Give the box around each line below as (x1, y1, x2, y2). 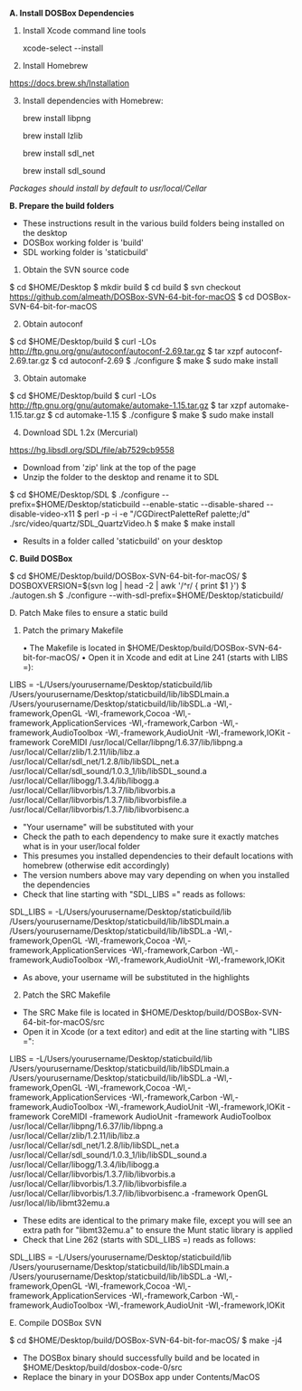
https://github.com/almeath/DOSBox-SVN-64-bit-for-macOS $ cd (9, 291, 255, 302)
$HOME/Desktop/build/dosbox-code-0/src (22, 1362, 183, 1373)
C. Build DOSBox (9, 554, 73, 563)
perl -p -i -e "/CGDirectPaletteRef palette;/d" (84, 508, 250, 519)
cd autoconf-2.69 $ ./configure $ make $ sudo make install (58, 355, 278, 365)
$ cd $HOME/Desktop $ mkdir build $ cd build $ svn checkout (9, 282, 241, 292)
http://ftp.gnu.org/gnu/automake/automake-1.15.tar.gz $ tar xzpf (9, 400, 247, 411)
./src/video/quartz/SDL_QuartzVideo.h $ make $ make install (9, 518, 235, 528)
